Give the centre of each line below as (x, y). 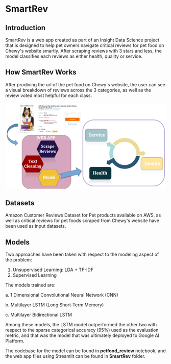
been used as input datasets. (36, 226)
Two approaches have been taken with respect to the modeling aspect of (82, 254)
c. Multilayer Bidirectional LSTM (39, 315)
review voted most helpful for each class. (49, 95)
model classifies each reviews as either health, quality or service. (74, 56)
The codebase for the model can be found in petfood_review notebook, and (86, 351)
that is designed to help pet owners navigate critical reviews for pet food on (85, 45)
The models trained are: (30, 285)
